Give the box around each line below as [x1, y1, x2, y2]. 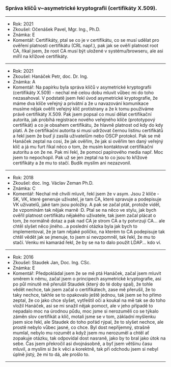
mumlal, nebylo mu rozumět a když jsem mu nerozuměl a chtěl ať [12, 330, 149, 336]
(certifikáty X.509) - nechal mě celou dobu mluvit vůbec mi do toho [12, 90, 154, 96]
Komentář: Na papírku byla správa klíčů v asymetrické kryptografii [12, 84, 152, 91]
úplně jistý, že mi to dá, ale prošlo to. [12, 351, 90, 358]
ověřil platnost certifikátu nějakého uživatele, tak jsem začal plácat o [12, 212, 156, 218]
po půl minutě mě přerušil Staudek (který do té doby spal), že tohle [12, 281, 153, 287]
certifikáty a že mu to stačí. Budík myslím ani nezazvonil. [12, 160, 131, 166]
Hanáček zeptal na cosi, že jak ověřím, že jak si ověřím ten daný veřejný [12, 138, 164, 145]
